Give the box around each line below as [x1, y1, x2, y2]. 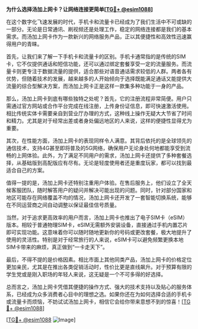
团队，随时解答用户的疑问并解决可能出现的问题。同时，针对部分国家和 [21, 187, 192, 194]
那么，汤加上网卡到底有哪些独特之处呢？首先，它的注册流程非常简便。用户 [6, 95, 187, 102]
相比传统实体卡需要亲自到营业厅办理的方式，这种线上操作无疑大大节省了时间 [6, 110, 192, 117]
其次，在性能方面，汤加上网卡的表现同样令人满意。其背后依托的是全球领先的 [6, 137, 192, 144]
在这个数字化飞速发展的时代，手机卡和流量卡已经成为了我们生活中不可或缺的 [6, 18, 192, 25]
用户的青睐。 [11, 41, 42, 47]
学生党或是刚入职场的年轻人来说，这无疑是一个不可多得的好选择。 [6, 271, 166, 278]
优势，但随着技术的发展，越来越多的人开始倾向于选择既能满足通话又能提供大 [6, 75, 192, 82]
